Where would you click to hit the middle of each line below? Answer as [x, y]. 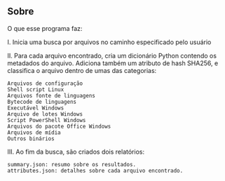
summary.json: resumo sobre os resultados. [72, 164]
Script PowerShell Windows [47, 120]
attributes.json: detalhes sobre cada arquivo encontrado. [95, 170]
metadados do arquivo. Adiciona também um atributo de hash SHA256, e [113, 63]
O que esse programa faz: [45, 28]
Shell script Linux [36, 89]
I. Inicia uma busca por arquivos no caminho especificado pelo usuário [109, 42]
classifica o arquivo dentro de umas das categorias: [82, 70]
